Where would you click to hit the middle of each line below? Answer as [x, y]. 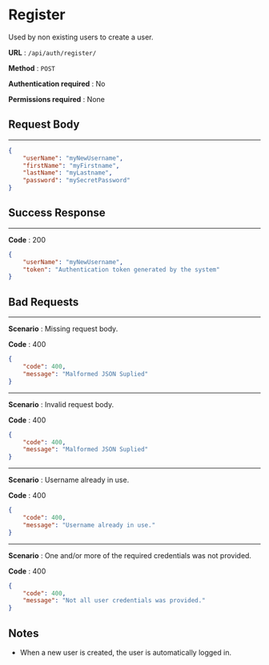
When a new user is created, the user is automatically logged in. [126, 652]
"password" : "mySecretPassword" [76, 181]
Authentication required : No [57, 84]
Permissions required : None [57, 99]
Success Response [57, 213]
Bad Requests [44, 302]
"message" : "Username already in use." [89, 525]
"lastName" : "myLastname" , [68, 173]
